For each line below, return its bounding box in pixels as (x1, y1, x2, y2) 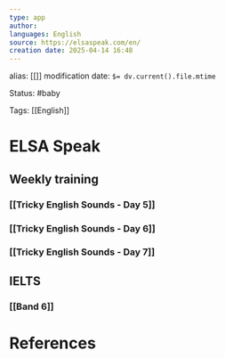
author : (9, 21, 38, 30)
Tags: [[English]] (9, 105, 69, 116)
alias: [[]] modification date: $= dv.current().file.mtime (9, 70, 216, 81)
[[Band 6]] (9, 300, 54, 313)
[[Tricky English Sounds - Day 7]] (9, 246, 156, 258)
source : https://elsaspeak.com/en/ (9, 37, 141, 47)
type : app (9, 12, 46, 22)
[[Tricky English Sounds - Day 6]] (9, 222, 156, 234)
